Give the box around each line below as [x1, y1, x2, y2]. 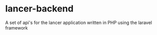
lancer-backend [5, 3, 74, 14]
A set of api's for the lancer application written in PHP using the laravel [5, 19, 152, 25]
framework [5, 24, 28, 30]
